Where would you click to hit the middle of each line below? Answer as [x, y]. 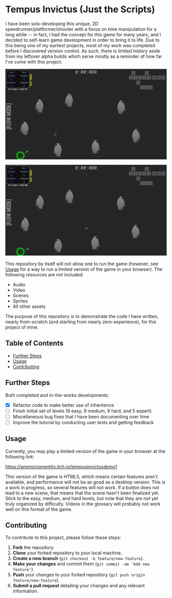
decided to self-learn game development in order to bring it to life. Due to [82, 40]
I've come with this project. [34, 62]
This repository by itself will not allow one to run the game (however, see [82, 264]
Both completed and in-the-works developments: [57, 395]
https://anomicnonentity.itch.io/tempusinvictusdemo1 [61, 466]
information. [25, 591]
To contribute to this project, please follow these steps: [63, 537]
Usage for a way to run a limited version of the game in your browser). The [84, 269]
